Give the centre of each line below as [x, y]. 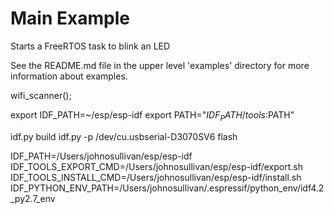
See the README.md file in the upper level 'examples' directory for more [160, 65]
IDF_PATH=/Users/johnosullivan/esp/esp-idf [101, 156]
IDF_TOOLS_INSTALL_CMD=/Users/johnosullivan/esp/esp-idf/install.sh [156, 177]
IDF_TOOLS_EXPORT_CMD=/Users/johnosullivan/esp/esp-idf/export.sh [156, 166]
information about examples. [69, 76]
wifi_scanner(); [41, 95]
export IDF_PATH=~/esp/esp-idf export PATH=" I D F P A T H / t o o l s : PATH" [152, 115]
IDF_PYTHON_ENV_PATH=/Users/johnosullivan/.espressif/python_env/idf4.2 [167, 188]
